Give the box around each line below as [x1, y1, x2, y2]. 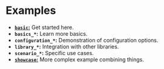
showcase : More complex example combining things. [14, 56, 145, 63]
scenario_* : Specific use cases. [14, 49, 94, 56]
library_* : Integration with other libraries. [14, 43, 119, 50]
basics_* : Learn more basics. [14, 30, 88, 37]
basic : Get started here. [14, 24, 74, 31]
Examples [5, 4, 56, 18]
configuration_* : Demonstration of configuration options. [14, 36, 159, 44]
